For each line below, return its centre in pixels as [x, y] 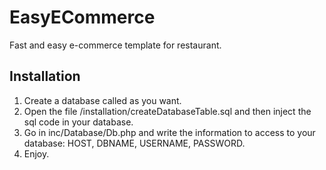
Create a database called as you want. [102, 100]
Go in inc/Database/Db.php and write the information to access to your [169, 132]
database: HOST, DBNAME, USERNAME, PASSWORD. [134, 143]
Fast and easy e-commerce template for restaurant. [115, 45]
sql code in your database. [78, 122]
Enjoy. [36, 153]
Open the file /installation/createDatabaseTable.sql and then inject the [167, 111]
